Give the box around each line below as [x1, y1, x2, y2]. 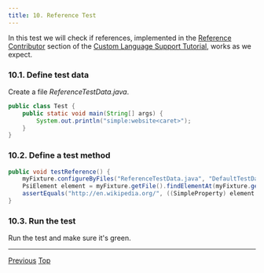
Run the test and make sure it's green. [8, 233, 131, 243]
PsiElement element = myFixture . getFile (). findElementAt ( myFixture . [22, 182, 251, 191]
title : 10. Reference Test [8, 11, 97, 20]
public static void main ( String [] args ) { [22, 109, 163, 118]
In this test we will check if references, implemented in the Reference [8, 33, 232, 42]
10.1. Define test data [8, 69, 89, 80]
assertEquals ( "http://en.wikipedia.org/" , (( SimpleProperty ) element [22, 190, 255, 198]
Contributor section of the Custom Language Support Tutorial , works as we [8, 41, 251, 51]
